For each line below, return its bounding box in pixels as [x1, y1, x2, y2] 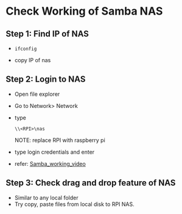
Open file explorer [14, 90, 60, 98]
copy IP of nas [14, 57, 51, 63]
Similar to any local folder [14, 194, 79, 201]
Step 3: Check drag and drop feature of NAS [5, 178, 176, 188]
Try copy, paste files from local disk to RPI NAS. [14, 200, 135, 208]
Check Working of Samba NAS [5, 4, 163, 18]
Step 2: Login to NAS [5, 74, 86, 85]
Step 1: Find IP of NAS [5, 29, 89, 39]
